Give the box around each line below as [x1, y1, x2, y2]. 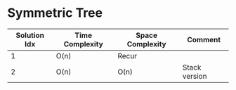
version [182, 71, 207, 81]
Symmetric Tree [7, 5, 103, 21]
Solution [15, 30, 44, 40]
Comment [187, 34, 221, 44]
